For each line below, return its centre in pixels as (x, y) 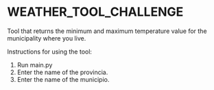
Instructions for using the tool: (50, 52)
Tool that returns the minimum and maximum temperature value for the (107, 31)
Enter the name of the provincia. (62, 72)
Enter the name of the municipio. (63, 79)
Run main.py (35, 65)
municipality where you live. (47, 38)
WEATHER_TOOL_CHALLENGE (95, 12)
